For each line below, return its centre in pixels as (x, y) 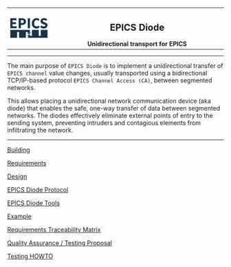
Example (20, 216)
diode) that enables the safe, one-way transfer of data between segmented (114, 108)
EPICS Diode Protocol (38, 189)
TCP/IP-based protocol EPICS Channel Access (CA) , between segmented (110, 80)
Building (19, 150)
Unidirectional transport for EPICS (137, 44)
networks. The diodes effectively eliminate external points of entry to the (110, 115)
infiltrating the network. (40, 130)
